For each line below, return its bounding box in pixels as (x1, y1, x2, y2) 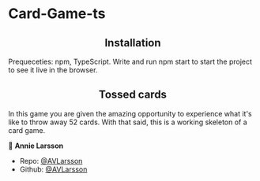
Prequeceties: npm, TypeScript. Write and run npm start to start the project (8, 57, 253, 66)
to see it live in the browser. (8, 65, 98, 75)
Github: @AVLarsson (19, 164, 88, 174)
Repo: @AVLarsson (19, 156, 83, 165)
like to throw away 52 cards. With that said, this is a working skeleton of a (8, 117, 247, 127)
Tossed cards (98, 88, 168, 102)
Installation (104, 36, 161, 50)
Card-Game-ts (8, 5, 106, 23)
